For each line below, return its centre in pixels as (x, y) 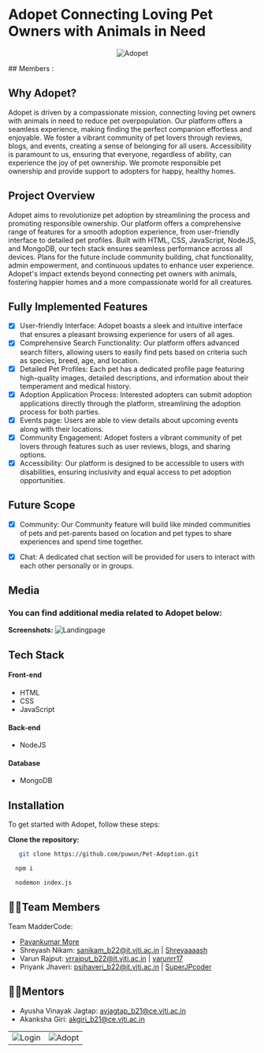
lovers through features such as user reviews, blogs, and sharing (125, 446)
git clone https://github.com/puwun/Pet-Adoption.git (109, 854)
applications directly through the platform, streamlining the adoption (130, 403)
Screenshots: (31, 630)
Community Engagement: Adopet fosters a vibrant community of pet (131, 437)
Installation (36, 806)
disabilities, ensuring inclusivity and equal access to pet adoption (125, 472)
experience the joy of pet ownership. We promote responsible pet (115, 163)
